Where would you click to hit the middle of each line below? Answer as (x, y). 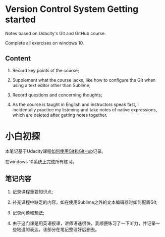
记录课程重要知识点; (33, 191)
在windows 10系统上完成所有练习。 (41, 161)
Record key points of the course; (46, 70)
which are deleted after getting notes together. (60, 115)
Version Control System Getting (72, 9)
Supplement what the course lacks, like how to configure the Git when (84, 80)
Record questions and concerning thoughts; (57, 95)
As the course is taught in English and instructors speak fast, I (75, 104)
